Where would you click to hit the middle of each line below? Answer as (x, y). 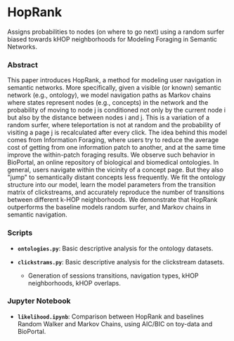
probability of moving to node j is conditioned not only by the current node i (117, 110)
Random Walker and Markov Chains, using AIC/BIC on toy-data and (115, 323)
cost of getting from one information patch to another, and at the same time (117, 148)
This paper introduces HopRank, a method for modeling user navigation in (114, 80)
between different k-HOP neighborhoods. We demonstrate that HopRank (112, 200)
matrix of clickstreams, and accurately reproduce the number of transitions (116, 192)
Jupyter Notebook (39, 301)
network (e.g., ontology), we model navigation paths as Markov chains (109, 95)
